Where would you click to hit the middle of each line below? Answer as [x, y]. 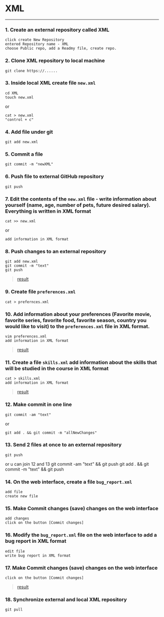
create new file [21, 496]
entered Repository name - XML [37, 44]
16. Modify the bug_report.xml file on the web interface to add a [81, 535]
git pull [14, 610]
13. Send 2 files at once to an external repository [63, 445]
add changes [17, 518]
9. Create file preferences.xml [40, 292]
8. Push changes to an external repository [56, 251]
